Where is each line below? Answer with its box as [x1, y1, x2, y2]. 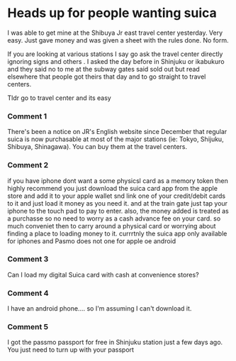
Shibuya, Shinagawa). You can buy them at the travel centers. [7, 143, 188, 151]
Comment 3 [7, 254, 49, 264]
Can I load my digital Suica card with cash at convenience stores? [7, 270, 200, 279]
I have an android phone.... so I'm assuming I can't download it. [7, 304, 192, 313]
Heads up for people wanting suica [7, 5, 218, 21]
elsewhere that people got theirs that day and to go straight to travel [7, 72, 206, 81]
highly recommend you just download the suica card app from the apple [7, 184, 218, 192]
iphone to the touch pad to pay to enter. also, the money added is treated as [7, 206, 229, 215]
